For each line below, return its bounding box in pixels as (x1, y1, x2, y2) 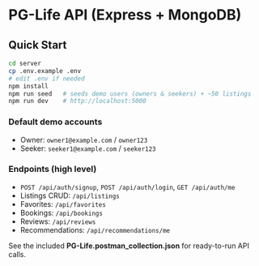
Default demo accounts (8, 116, 103, 127)
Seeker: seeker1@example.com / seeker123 (19, 144, 156, 153)
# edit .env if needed (8, 75, 85, 83)
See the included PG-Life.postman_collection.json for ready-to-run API (8, 241, 249, 251)
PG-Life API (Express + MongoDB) (8, 6, 242, 24)
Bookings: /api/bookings (19, 208, 104, 217)
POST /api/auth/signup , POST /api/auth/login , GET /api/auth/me (19, 182, 236, 191)
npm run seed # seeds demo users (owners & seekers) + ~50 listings (8, 89, 252, 98)
